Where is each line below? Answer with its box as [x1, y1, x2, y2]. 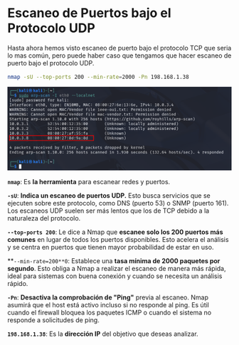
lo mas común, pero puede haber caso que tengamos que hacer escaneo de [7, 51, 232, 60]
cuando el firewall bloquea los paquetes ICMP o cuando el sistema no [7, 308, 212, 317]
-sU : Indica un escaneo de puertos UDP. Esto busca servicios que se [7, 191, 211, 200]
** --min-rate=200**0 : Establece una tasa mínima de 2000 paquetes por [7, 257, 221, 265]
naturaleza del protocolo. [7, 214, 81, 223]
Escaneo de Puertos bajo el [7, 5, 172, 21]
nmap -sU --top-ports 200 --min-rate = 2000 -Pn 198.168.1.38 [7, 73, 190, 80]
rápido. [7, 280, 28, 288]
